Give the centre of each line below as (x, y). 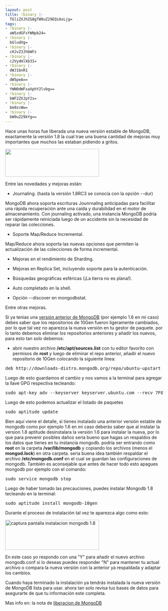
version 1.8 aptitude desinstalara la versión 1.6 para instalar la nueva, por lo (82, 432)
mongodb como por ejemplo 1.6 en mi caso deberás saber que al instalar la (82, 427)
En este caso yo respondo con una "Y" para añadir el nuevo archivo (75, 557)
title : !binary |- (24, 15)
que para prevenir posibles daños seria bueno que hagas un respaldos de (81, 437)
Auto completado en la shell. (42, 288)
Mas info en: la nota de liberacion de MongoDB (53, 603)
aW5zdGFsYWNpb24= (28, 33)
